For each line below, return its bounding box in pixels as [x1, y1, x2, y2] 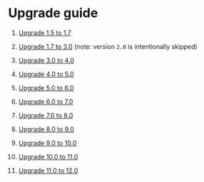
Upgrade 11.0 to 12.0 [18, 166, 78, 175]
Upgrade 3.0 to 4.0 [18, 55, 74, 65]
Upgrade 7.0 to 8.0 [18, 111, 73, 119]
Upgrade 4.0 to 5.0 [18, 70, 74, 78]
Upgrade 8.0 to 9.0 [18, 124, 74, 133]
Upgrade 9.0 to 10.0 [18, 139, 77, 147]
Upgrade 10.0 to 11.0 [18, 152, 78, 161]
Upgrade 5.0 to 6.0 [18, 83, 74, 92]
